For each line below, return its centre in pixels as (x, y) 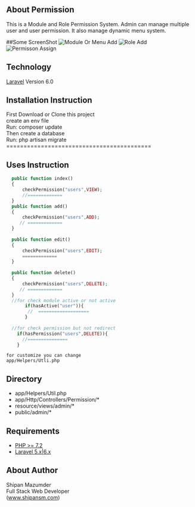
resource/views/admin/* (44, 406)
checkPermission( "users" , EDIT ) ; (62, 251)
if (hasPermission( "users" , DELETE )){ (63, 334)
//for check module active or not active (64, 300)
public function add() (40, 206)
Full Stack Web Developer (38, 491)
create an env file (27, 121)
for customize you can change (44, 356)
